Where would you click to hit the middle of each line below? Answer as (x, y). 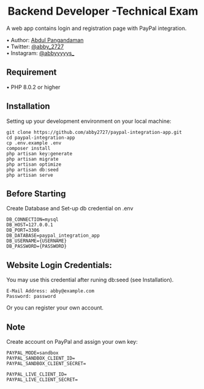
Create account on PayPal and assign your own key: (72, 342)
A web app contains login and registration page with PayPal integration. (96, 28)
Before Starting (36, 194)
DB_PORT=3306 (23, 231)
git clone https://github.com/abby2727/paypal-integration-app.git (94, 132)
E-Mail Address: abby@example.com (51, 291)
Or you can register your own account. (55, 308)
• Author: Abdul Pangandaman (45, 40)
